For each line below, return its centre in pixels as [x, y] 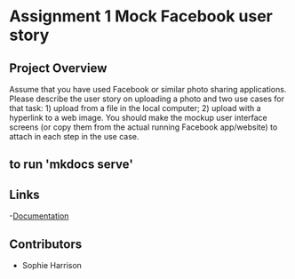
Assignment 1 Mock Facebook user [141, 16]
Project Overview [58, 68]
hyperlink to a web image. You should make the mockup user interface [139, 118]
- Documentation [39, 216]
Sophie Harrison [52, 266]
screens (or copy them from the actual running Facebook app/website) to [144, 127]
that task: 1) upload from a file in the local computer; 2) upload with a [135, 108]
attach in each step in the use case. [74, 136]
